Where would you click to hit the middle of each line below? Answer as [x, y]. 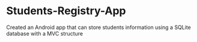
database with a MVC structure [45, 33]
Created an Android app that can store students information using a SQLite [98, 27]
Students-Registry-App [66, 11]
